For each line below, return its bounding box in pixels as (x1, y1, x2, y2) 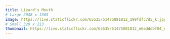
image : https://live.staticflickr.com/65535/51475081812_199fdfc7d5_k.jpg (5, 17, 166, 22)
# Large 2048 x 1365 (5, 12, 49, 17)
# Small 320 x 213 (5, 21, 44, 27)
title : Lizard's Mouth (5, 7, 53, 13)
